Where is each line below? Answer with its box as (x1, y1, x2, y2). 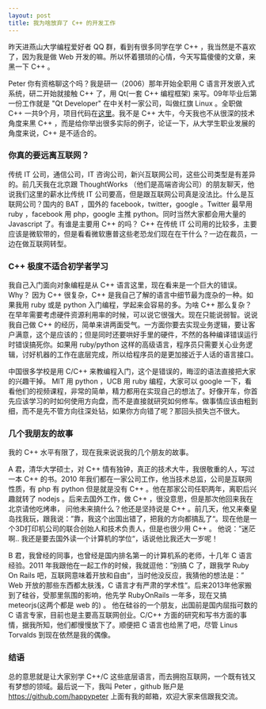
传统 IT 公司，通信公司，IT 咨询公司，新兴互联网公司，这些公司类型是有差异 (8, 169, 256, 179)
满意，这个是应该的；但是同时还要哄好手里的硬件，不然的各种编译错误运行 (14, 330, 258, 340)
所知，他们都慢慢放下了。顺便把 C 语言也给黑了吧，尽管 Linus (35, 620, 238, 630)
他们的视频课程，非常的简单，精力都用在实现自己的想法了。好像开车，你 (14, 387, 251, 396)
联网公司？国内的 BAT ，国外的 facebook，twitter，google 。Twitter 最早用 (8, 199, 253, 209)
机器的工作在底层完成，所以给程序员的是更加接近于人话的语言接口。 (35, 350, 258, 360)
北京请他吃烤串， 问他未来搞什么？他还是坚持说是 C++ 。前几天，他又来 (8, 504, 244, 514)
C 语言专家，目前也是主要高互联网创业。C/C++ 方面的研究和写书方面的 (8, 611, 241, 620)
